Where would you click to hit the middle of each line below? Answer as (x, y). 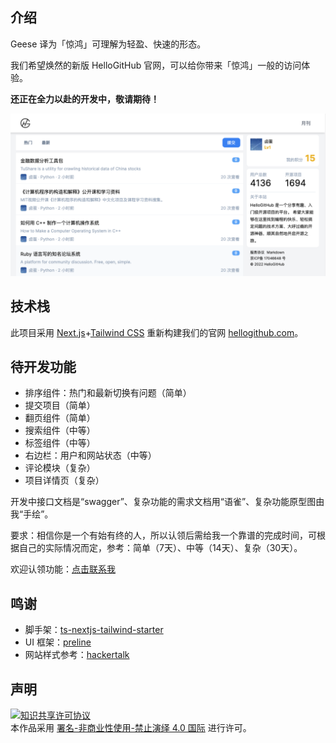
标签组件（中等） (60, 443)
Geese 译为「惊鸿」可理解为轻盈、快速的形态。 (108, 44)
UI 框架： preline (58, 642)
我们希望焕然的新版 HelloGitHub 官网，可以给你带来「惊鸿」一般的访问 (156, 65)
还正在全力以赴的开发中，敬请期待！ (85, 99)
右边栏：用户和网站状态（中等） (90, 455)
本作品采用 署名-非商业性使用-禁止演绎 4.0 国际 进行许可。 (131, 727)
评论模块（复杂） (60, 468)
